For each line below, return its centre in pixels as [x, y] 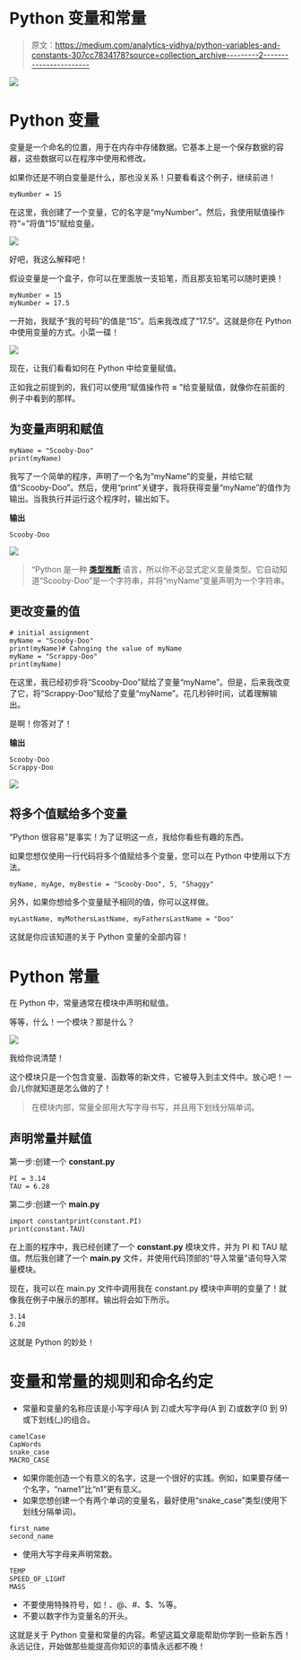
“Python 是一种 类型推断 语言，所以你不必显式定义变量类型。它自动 [155, 569]
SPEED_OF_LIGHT [38, 1579]
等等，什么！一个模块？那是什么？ [72, 1022]
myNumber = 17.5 [39, 303]
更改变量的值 [45, 612]
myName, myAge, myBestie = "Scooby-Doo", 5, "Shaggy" [112, 885]
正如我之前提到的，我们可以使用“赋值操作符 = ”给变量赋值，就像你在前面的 [147, 387]
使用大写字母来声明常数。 [69, 1554]
